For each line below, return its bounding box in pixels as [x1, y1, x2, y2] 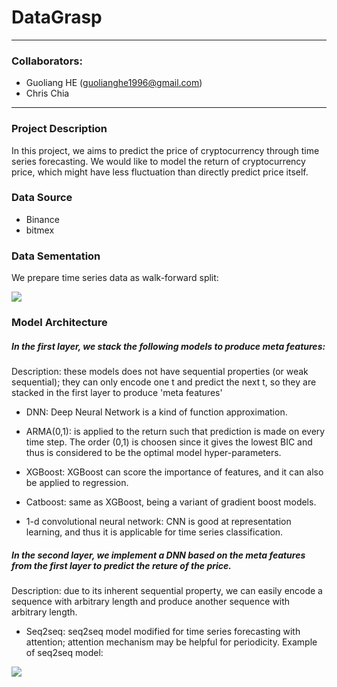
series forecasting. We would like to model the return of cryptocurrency [11, 155, 306, 167]
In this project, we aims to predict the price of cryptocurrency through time [11, 144, 320, 156]
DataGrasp [11, 6, 103, 29]
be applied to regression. [25, 477, 129, 489]
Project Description [11, 122, 108, 136]
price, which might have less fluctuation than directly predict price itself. [11, 166, 309, 178]
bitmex [25, 224, 55, 236]
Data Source [11, 191, 73, 205]
